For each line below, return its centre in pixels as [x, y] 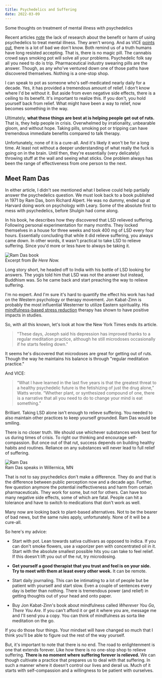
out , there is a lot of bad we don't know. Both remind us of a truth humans [78, 47]
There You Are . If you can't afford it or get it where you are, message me [84, 611]
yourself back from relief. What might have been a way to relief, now [73, 103]
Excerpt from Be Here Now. [32, 260]
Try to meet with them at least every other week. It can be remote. [79, 571]
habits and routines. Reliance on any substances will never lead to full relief [80, 448]
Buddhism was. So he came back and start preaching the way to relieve [76, 280]
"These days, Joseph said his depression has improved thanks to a [84, 334]
